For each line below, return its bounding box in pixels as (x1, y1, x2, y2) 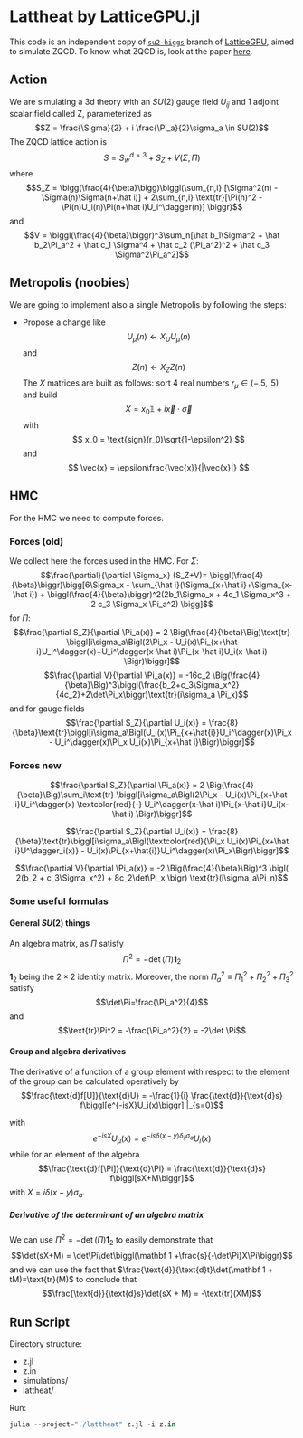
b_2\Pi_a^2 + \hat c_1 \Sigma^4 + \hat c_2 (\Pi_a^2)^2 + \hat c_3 (34, 240, 270, 250)
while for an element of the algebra (9, 1149, 140, 1160)
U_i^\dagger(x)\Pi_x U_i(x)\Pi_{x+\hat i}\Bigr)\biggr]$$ (54, 737, 255, 748)
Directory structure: (9, 1338, 83, 1349)
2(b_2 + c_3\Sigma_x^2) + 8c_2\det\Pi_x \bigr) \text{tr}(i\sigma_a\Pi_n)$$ (15, 872, 289, 883)
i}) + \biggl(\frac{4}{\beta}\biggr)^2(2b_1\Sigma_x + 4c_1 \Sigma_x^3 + (29, 589, 292, 600)
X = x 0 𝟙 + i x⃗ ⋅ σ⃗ (125, 404, 193, 416)
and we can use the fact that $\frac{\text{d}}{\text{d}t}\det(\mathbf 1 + (9, 1264, 274, 1275)
